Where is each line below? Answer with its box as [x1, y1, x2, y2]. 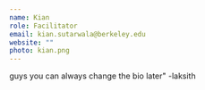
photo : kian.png [9, 46, 70, 55]
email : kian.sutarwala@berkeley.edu [9, 29, 146, 38]
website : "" [9, 37, 54, 47]
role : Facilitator [9, 21, 78, 30]
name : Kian [9, 12, 50, 22]
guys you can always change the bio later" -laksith [9, 70, 196, 81]
